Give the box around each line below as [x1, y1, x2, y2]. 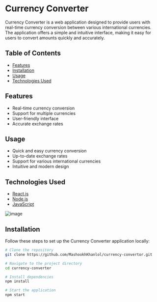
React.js [12, 191, 29, 197]
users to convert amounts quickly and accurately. [5, 35, 105, 41]
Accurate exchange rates [12, 121, 63, 127]
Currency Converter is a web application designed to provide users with [5, 19, 151, 25]
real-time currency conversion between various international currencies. [5, 24, 152, 30]
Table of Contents [5, 49, 61, 57]
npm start [5, 293, 26, 298]
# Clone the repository [5, 247, 54, 252]
